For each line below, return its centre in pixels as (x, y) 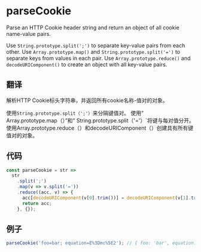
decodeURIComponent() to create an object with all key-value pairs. (87, 64)
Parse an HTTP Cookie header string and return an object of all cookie (93, 27)
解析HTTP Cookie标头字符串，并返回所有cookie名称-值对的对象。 (87, 100)
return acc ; (37, 203)
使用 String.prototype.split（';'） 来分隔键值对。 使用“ (75, 113)
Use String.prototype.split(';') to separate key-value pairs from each (96, 45)
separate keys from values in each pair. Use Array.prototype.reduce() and (98, 58)
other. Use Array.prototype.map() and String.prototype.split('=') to (93, 51)
